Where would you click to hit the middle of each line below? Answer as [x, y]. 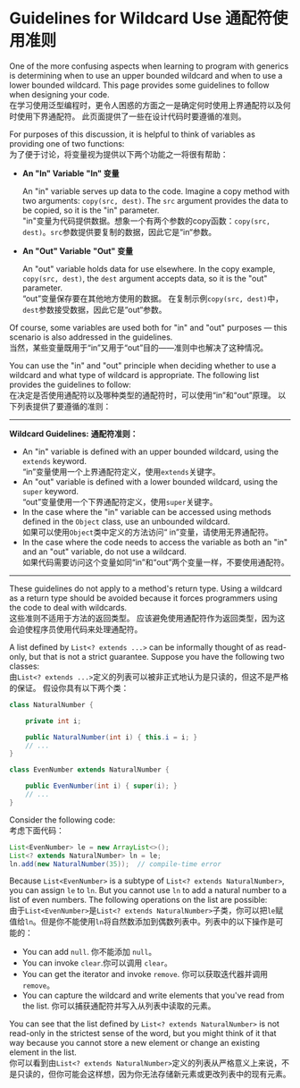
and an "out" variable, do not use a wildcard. [104, 552]
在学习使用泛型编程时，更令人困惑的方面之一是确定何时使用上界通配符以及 [146, 105]
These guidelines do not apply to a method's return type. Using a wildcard [146, 588]
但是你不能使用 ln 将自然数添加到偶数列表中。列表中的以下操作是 [158, 922]
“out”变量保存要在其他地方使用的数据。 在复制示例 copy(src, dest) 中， [153, 298]
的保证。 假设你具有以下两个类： [69, 687]
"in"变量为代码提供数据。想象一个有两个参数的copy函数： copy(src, [146, 221]
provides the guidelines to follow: [70, 384]
